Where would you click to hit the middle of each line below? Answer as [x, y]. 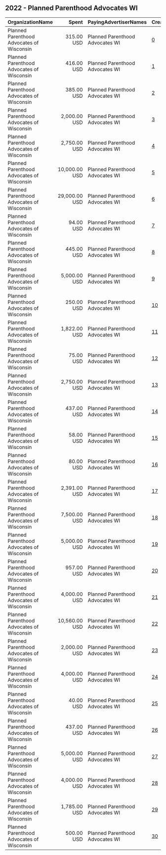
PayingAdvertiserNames [117, 22]
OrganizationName [30, 22]
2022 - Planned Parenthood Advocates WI [71, 8]
